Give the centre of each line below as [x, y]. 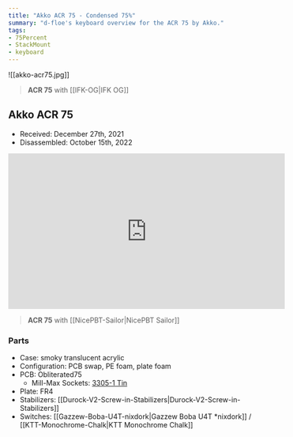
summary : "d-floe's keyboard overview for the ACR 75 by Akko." [116, 23]
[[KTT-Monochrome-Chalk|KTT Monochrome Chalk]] [106, 425]
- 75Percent [28, 38]
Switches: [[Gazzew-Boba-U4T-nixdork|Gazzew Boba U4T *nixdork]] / [135, 416]
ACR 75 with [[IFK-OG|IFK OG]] [78, 90]
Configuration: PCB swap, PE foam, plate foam [95, 366]
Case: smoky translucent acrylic [72, 358]
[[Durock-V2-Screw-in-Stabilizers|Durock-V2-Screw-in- [149, 400]
